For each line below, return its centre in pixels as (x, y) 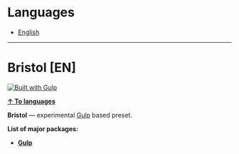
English (28, 32)
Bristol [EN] (42, 68)
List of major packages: (43, 128)
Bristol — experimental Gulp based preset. (70, 115)
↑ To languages (31, 101)
